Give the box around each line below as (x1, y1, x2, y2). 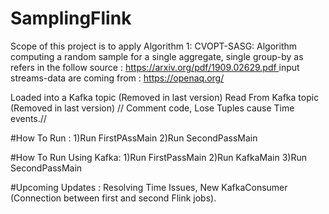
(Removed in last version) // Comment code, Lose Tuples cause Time (10, 102, 295, 114)
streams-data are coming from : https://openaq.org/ (10, 72, 225, 84)
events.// (10, 112, 47, 124)
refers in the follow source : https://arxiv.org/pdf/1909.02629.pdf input (10, 61, 300, 73)
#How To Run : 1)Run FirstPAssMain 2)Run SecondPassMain (10, 132, 258, 144)
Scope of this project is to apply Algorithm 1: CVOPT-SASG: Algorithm (10, 40, 298, 52)
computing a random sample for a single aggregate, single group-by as (10, 50, 304, 62)
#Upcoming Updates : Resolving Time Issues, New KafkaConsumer (10, 181, 288, 193)
